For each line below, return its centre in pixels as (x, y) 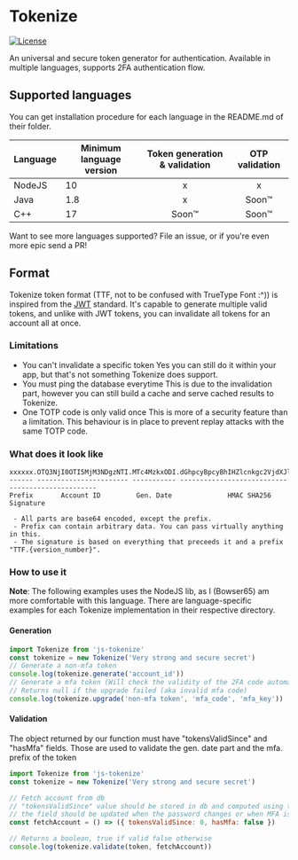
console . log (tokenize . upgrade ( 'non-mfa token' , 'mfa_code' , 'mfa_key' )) (146, 699)
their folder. (30, 126)
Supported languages (71, 95)
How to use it (38, 572)
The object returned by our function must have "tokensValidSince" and (138, 739)
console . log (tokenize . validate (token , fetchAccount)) (111, 847)
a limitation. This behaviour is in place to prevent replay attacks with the (153, 421)
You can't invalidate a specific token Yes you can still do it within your (149, 364)
